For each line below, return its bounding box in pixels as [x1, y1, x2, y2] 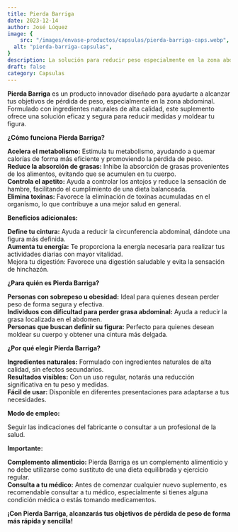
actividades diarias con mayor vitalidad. [7, 250, 123, 258]
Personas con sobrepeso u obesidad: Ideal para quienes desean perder [7, 292, 220, 301]
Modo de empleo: [7, 409, 60, 417]
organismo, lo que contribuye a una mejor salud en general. [7, 199, 181, 208]
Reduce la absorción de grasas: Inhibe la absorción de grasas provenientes [7, 162, 229, 170]
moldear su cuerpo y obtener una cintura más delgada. [7, 330, 168, 338]
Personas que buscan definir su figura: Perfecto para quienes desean [7, 322, 215, 331]
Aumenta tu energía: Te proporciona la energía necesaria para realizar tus [7, 242, 225, 250]
